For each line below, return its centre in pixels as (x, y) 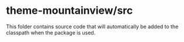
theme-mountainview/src (70, 11)
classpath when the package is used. (51, 32)
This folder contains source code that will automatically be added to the (92, 26)
